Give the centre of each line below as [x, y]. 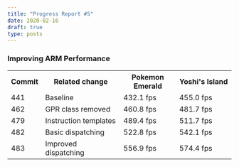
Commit [25, 81]
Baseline [59, 97]
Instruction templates [80, 120]
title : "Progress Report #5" [51, 14]
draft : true [25, 27]
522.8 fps [140, 132]
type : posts [25, 34]
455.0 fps [196, 97]
